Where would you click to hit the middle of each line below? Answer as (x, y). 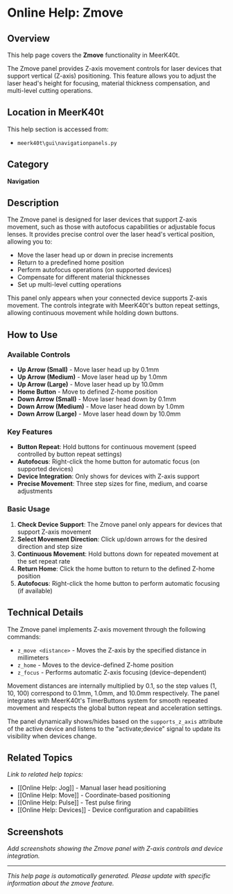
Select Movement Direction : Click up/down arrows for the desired (112, 539)
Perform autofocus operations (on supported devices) (94, 270)
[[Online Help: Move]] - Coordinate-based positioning (94, 795)
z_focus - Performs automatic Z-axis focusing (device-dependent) (112, 672)
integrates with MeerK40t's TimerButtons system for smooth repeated (107, 700)
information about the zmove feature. (61, 884)
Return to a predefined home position (71, 262)
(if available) (35, 591)
